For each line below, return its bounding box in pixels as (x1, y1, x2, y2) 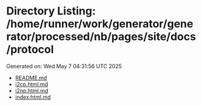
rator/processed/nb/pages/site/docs (6, 30, 196, 43)
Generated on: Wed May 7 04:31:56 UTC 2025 (6, 62, 123, 70)
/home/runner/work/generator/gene (6, 17, 194, 31)
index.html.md (15, 93, 51, 101)
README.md (15, 74, 47, 81)
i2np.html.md (15, 87, 49, 94)
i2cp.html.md (15, 80, 49, 88)
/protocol (6, 43, 54, 57)
